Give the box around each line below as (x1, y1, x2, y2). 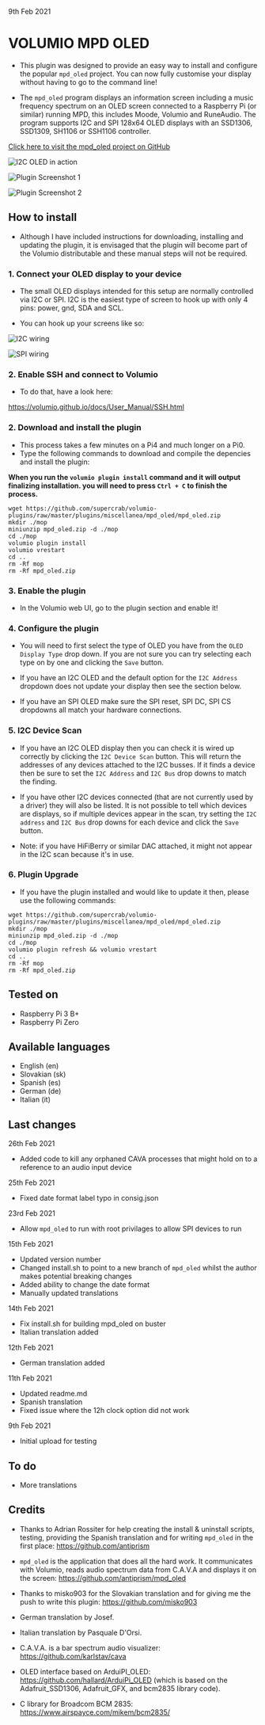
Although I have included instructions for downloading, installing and (19, 231, 244, 241)
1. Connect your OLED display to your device (8, 268, 182, 280)
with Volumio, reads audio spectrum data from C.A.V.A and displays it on (19, 1564, 257, 1575)
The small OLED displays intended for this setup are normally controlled (19, 287, 254, 296)
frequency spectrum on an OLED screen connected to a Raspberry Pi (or (19, 101, 257, 110)
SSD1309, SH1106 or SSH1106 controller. (19, 126, 152, 135)
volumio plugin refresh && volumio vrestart (8, 946, 157, 954)
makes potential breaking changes (19, 1271, 132, 1281)
